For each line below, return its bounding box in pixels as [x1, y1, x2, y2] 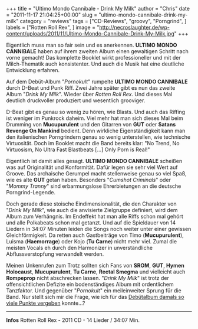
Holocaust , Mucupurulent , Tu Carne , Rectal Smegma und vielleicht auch [6, 268, 186, 275]
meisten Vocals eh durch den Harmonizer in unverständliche [6, 245, 153, 251]
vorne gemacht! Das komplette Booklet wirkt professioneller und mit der [6, 54, 181, 61]
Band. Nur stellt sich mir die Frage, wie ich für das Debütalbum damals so [6, 294, 184, 300]
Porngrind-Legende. [6, 189, 56, 196]
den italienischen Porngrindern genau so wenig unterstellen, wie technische [6, 133, 190, 141]
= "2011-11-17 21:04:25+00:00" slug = [6, 11, 98, 18]
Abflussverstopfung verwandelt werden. [6, 250, 104, 258]
